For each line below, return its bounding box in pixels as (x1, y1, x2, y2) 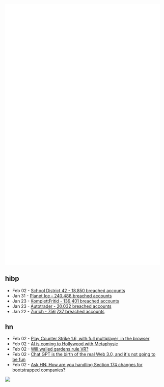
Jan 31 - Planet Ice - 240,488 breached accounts (12, 293, 112, 298)
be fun (12, 357, 26, 362)
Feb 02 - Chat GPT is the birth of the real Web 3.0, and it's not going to (12, 351, 156, 357)
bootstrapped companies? (12, 367, 66, 373)
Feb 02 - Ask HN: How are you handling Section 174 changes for (12, 362, 143, 368)
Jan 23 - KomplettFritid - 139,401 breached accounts (12, 298, 119, 304)
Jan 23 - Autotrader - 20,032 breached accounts (12, 303, 112, 309)
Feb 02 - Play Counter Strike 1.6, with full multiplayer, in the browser (12, 336, 150, 342)
